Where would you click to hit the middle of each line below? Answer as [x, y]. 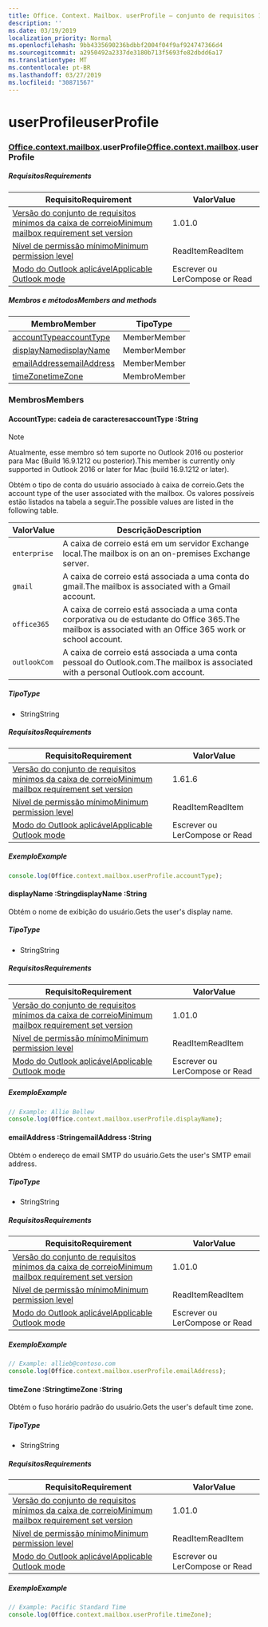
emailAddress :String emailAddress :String [80, 1137]
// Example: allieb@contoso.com [62, 1364]
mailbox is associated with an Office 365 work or [154, 629]
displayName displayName [61, 350]
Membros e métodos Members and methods [83, 300]
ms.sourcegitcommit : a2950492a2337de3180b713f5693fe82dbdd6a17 [116, 53]
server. [76, 563]
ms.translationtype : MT [48, 61]
